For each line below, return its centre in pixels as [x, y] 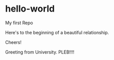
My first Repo [19, 23]
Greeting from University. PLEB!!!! [40, 52]
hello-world [30, 9]
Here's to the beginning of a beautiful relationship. [57, 32]
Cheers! [13, 42]
